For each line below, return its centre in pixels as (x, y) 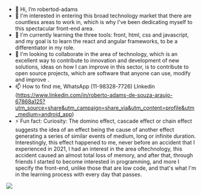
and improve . (32, 79)
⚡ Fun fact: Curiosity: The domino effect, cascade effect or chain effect (103, 121)
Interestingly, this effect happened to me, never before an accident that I (105, 142)
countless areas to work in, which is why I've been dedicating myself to (104, 22)
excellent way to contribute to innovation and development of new (97, 60)
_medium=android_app (43, 114)
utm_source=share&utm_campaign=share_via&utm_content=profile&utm (105, 108)
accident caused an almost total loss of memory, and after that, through (104, 155)
